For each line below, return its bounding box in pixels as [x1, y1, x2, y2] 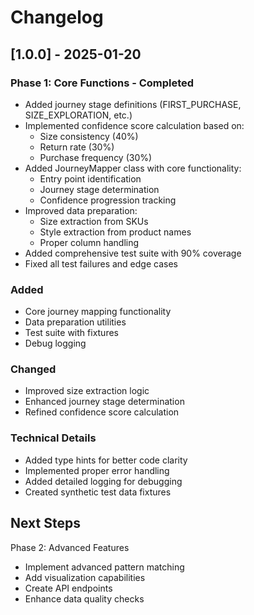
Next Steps [10, 515, 81, 532]
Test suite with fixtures [24, 327, 119, 339]
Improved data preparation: [24, 204, 138, 216]
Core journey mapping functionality [24, 306, 172, 318]
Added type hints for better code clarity [24, 454, 188, 466]
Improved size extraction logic [24, 385, 150, 397]
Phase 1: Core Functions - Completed [10, 76, 195, 90]
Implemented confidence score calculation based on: [24, 119, 245, 131]
